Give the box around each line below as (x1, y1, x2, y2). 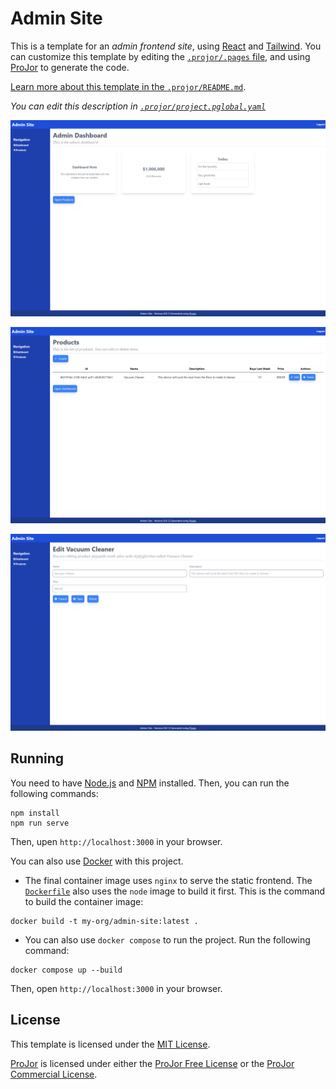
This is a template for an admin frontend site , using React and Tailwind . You (10, 40, 322, 52)
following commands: (10, 787, 99, 799)
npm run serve (10, 818, 70, 828)
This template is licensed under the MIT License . (10, 1038, 211, 1050)
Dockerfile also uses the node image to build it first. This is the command (24, 885, 326, 897)
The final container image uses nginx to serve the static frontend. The (24, 874, 313, 886)
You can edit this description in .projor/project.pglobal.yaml (10, 100, 267, 112)
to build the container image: (24, 895, 144, 907)
